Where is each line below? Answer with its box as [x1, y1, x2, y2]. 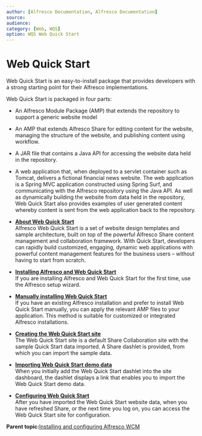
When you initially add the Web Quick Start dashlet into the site [14, 368, 172, 375]
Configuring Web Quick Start [14, 392, 89, 399]
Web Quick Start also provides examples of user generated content [14, 200, 183, 207]
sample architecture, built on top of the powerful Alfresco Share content [14, 231, 194, 239]
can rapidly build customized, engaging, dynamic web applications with [14, 244, 193, 251]
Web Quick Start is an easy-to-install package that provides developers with [6, 77, 196, 85]
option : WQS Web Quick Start [6, 31, 80, 37]
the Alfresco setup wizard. [14, 281, 81, 289]
